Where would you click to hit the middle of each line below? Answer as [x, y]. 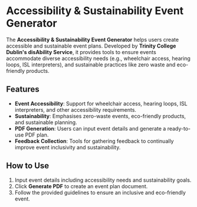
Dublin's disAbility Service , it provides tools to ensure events [81, 52]
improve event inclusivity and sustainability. [68, 147]
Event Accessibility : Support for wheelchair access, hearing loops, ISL [101, 103]
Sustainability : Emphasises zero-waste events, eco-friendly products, [100, 116]
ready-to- [179, 128]
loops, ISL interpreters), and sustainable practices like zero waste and [91, 64]
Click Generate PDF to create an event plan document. [81, 186]
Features [23, 89]
